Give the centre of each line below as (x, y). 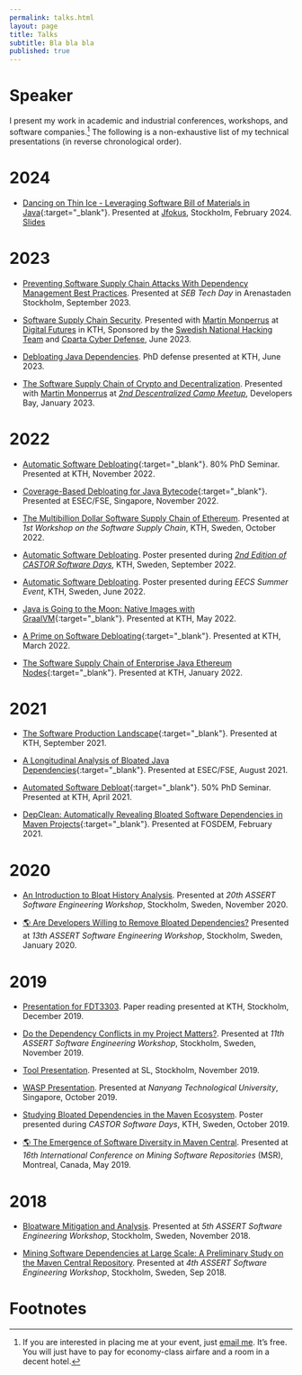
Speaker (41, 96)
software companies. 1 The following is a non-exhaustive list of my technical (149, 131)
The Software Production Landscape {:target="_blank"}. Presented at (150, 733)
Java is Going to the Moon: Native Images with (108, 608)
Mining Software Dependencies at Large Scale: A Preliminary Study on (153, 1253)
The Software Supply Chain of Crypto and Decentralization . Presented (152, 383)
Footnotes (48, 1309)
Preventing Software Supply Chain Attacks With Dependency (135, 283)
